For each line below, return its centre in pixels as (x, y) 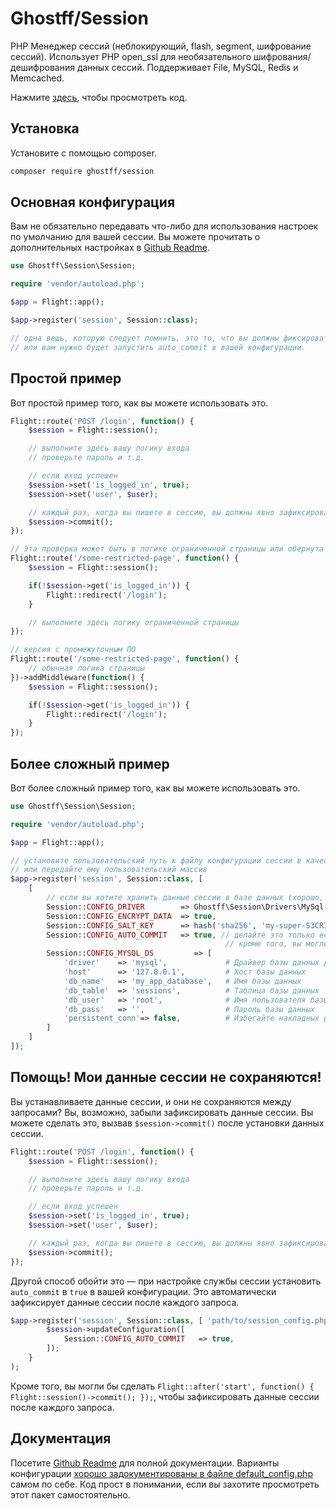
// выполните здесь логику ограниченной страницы (134, 622)
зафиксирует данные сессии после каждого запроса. (125, 1302)
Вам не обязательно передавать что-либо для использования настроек (164, 226)
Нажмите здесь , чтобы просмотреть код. (99, 97)
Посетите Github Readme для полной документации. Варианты (145, 1463)
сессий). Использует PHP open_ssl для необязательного (131, 56)
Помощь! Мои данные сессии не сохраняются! (166, 1077)
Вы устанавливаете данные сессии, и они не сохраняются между (151, 1101)
